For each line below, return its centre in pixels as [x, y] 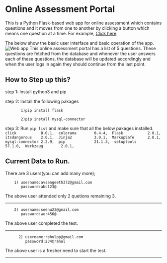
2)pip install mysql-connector [53, 119]
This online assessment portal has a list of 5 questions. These [93, 48]
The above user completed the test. [42, 223]
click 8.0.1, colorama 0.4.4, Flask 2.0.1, [83, 133]
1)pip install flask [42, 110]
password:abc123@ [39, 187]
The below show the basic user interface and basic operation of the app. [80, 43]
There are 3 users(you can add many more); [50, 173]
